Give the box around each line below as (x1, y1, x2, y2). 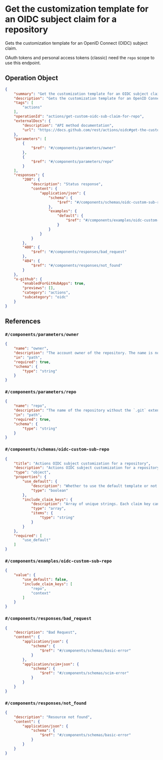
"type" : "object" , (14, 470, 51, 475)
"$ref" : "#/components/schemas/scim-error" (39, 671, 130, 676)
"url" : (22, 127, 36, 132)
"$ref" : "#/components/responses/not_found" (31, 263, 123, 268)
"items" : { (31, 511, 53, 516)
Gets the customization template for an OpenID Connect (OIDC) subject (5, 40, 148, 46)
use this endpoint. (5, 60, 41, 66)
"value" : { (14, 572, 36, 578)
